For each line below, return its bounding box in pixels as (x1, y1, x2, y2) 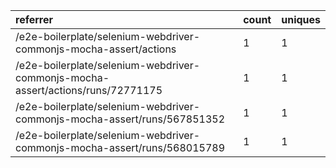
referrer (15, 13, 54, 26)
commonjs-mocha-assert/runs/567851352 (15, 112, 226, 126)
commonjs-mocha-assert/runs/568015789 (15, 141, 226, 154)
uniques (281, 13, 321, 26)
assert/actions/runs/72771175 (15, 84, 163, 97)
